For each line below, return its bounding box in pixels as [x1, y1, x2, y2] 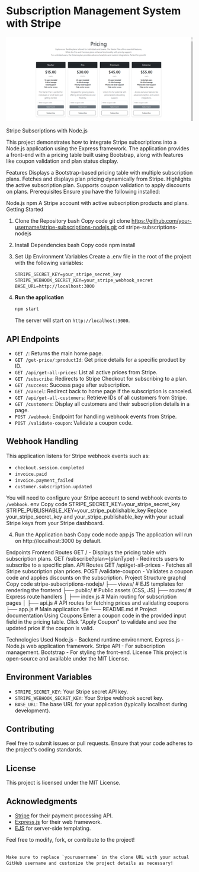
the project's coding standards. [6, 746, 83, 753]
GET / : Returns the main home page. [14, 350, 104, 357]
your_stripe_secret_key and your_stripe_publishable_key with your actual [6, 513, 184, 520]
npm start [14, 306, 40, 312]
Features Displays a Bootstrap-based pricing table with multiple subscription [6, 169, 193, 176]
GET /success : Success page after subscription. [14, 381, 131, 388]
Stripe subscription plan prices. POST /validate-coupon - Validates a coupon [6, 567, 193, 574]
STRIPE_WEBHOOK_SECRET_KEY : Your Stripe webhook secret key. [14, 694, 164, 702]
